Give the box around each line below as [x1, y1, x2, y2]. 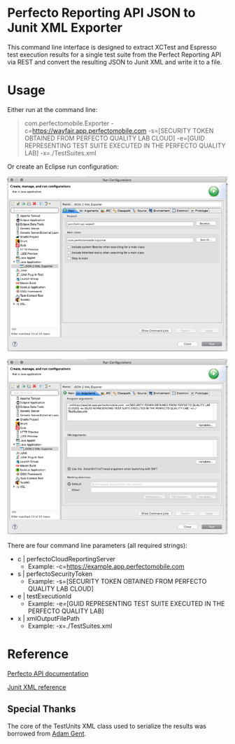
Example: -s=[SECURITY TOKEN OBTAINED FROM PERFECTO [27, 577, 207, 586]
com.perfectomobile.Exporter [24, 119, 110, 127]
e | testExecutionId [17, 592, 72, 601]
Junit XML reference [7, 683, 66, 691]
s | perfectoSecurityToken [17, 570, 93, 578]
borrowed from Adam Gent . [7, 729, 87, 738]
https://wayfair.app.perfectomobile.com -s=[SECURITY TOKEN [32, 126, 214, 134]
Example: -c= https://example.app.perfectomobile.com [27, 562, 185, 571]
